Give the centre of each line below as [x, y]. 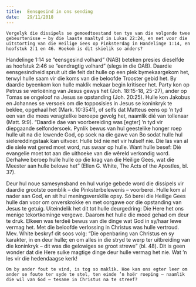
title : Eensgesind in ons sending [50, 11]
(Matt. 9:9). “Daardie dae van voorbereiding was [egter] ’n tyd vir [85, 122]
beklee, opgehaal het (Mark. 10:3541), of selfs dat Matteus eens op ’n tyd [94, 109]
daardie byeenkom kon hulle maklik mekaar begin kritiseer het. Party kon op [98, 84]
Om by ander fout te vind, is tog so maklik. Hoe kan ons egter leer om [97, 269]
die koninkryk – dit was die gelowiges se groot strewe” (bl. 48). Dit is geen [96, 246]
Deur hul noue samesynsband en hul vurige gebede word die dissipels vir [95, 183]
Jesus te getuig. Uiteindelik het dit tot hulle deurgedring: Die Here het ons [95, 208]
